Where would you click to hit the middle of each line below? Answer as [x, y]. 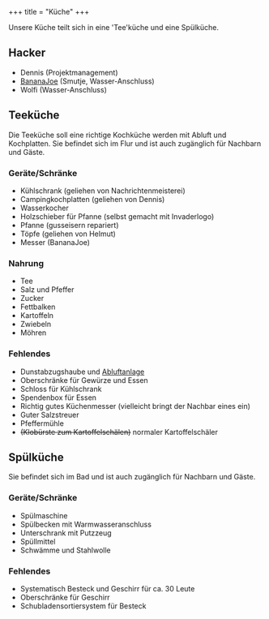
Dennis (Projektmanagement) [69, 72]
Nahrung [26, 263]
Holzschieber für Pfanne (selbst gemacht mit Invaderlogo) [117, 216]
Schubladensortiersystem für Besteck [83, 606]
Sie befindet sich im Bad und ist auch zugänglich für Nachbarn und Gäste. [132, 477]
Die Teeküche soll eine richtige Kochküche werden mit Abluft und [117, 135]
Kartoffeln [37, 316]
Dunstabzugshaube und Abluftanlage [82, 372]
